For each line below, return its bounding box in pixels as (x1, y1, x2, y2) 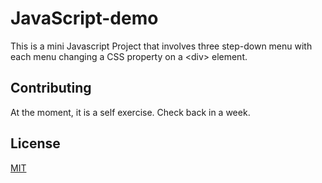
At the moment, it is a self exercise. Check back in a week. (10, 106, 251, 118)
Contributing (10, 80, 92, 97)
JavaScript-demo (10, 7, 159, 30)
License (10, 135, 61, 152)
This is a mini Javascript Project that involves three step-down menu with (10, 40, 313, 52)
